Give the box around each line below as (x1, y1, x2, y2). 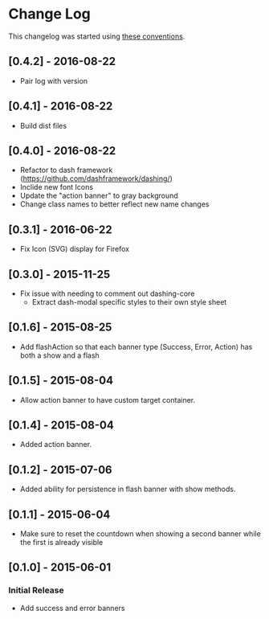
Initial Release (8, 584, 64, 596)
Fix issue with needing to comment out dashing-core (19, 289, 195, 298)
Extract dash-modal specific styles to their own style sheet (31, 297, 227, 306)
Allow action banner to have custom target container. (19, 395, 196, 404)
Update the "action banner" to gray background (19, 191, 178, 201)
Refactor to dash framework (19, 166, 113, 175)
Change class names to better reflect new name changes (19, 199, 210, 209)
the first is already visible (19, 538, 104, 547)
